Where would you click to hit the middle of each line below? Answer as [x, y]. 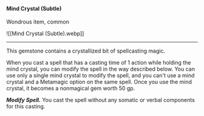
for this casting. [26, 106]
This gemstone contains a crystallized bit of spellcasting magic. [86, 51]
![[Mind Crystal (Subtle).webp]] [45, 34]
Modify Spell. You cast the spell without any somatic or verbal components [101, 100]
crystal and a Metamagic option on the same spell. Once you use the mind [99, 82]
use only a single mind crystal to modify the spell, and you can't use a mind [100, 76]
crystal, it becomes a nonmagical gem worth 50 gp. [71, 88]
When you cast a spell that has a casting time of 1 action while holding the [99, 63]
